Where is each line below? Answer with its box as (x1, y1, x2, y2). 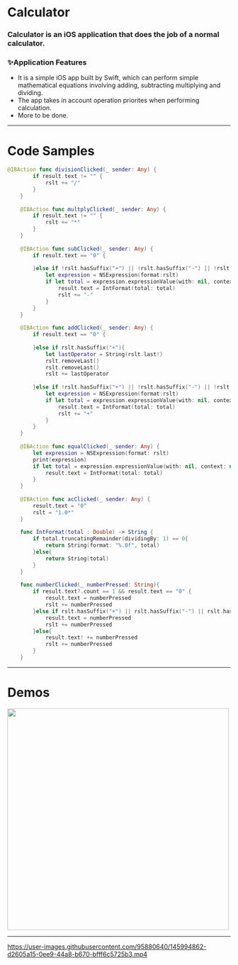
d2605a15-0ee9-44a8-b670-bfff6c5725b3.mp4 (7, 949, 147, 958)
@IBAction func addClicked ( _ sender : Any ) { (20, 324, 154, 332)
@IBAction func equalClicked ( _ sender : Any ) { (20, 443, 160, 450)
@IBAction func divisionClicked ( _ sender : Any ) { (7, 166, 157, 174)
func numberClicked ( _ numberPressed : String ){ (20, 581, 160, 589)
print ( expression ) (33, 456, 87, 463)
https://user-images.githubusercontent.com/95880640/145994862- (7, 942, 207, 951)
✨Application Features (7, 57, 87, 67)
